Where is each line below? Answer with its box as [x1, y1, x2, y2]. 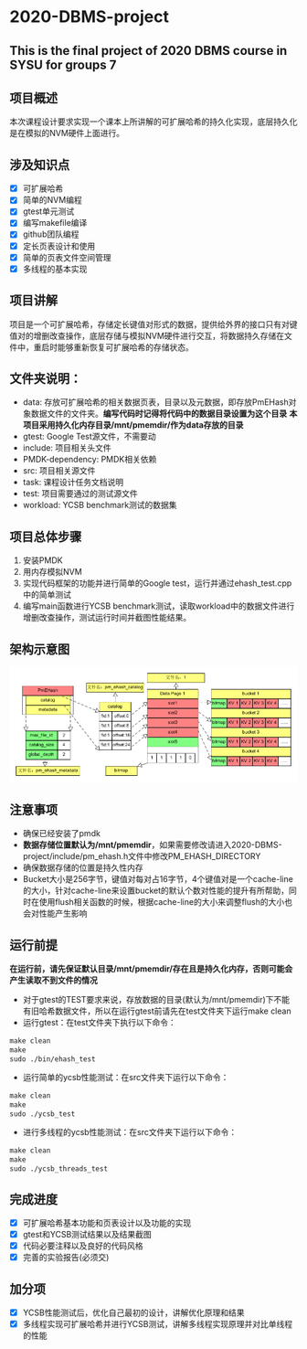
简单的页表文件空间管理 [22, 251, 111, 262]
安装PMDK [22, 555, 63, 566]
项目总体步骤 [9, 528, 82, 545]
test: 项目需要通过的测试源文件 [22, 488, 139, 499]
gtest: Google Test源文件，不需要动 [22, 431, 157, 442]
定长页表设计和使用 [22, 240, 96, 251]
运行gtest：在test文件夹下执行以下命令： [22, 1017, 176, 1028]
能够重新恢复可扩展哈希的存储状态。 [57, 341, 194, 353]
